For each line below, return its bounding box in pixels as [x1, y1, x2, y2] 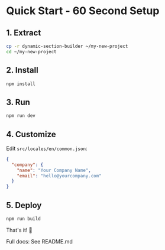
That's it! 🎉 [6, 226, 33, 233]
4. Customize [6, 129, 56, 139]
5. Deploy [6, 200, 42, 210]
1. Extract [6, 28, 41, 38]
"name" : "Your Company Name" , [17, 167, 92, 173]
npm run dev [6, 113, 35, 119]
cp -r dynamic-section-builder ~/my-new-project [6, 43, 128, 49]
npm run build [6, 216, 41, 222]
